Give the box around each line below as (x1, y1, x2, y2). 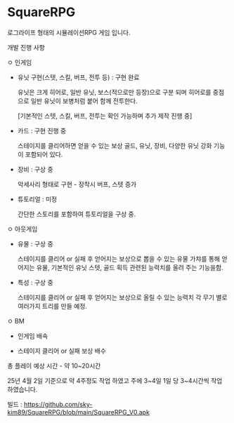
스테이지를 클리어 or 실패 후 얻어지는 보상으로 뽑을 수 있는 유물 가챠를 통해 (17, 254, 220, 263)
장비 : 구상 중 (17, 165, 54, 173)
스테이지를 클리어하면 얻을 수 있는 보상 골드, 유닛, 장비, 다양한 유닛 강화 (17, 141, 212, 149)
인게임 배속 (17, 331, 48, 340)
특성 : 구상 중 (17, 278, 54, 286)
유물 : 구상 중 (17, 239, 54, 248)
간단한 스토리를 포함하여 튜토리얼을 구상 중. (17, 210, 136, 218)
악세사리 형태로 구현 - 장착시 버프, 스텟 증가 (17, 180, 137, 188)
